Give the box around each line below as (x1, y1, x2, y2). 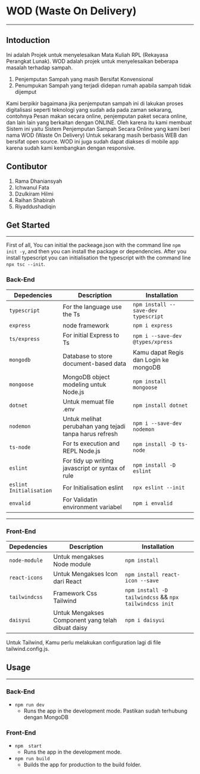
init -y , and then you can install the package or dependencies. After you (6, 248, 187, 255)
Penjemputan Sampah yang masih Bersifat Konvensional (14, 75, 154, 82)
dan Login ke (133, 356, 169, 364)
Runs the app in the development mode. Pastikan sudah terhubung (23, 707, 187, 715)
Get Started (6, 220, 50, 230)
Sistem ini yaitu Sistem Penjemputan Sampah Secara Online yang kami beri (6, 125, 190, 132)
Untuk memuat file (62, 397, 114, 406)
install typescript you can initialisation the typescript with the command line (6, 254, 191, 261)
